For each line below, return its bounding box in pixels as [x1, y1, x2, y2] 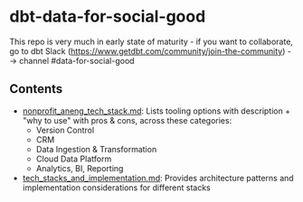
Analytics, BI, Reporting [35, 162, 124, 173]
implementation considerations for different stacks [22, 182, 211, 193]
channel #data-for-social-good [19, 55, 135, 66]
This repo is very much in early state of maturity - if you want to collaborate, [9, 36, 294, 47]
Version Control [35, 124, 95, 135]
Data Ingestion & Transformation [35, 143, 157, 154]
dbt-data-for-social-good [9, 6, 206, 27]
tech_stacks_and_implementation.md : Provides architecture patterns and [22, 172, 294, 183]
